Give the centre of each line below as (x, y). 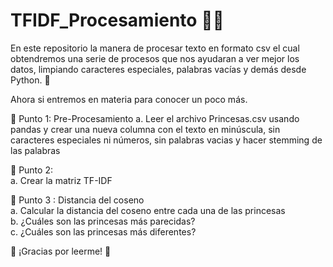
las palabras (35, 150)
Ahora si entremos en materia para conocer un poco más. (129, 99)
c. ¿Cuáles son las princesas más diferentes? (103, 231)
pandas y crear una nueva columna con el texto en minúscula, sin (145, 129)
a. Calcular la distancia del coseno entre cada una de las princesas (148, 210)
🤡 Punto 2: (31, 170)
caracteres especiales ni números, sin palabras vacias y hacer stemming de (166, 140)
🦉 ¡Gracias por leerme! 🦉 (61, 251)
